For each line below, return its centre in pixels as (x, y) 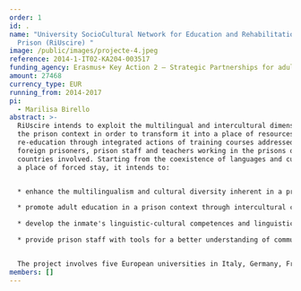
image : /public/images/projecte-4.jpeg (84, 51)
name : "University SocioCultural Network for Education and (124, 34)
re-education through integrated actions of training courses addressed (156, 142)
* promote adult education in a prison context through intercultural (152, 208)
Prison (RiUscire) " (56, 43)
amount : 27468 (36, 76)
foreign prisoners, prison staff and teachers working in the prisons (152, 150)
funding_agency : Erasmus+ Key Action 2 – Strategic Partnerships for (142, 68)
